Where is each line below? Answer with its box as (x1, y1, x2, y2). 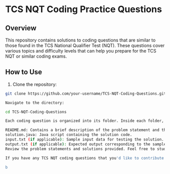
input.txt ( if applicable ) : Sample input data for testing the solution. (5, 137, 164, 142)
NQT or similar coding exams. (5, 53, 67, 59)
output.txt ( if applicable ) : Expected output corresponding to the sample (5, 142, 166, 147)
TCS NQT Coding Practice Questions (5, 4, 162, 15)
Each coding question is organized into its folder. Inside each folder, (5, 118, 164, 123)
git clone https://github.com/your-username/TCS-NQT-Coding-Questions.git (5, 91, 166, 96)
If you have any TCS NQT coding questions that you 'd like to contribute (5, 155, 164, 160)
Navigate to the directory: (5, 100, 65, 105)
